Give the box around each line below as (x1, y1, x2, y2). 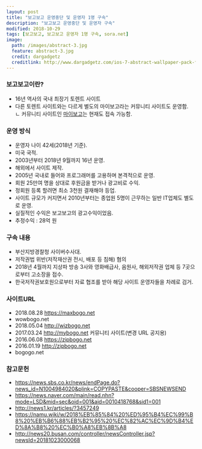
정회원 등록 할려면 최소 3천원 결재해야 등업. (14, 187, 116, 194)
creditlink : (11, 59, 42, 65)
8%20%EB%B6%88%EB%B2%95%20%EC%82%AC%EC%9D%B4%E (14, 417, 194, 424)
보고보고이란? (6, 80, 44, 89)
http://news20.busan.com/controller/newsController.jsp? (14, 430, 155, 437)
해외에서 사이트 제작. (14, 164, 64, 172)
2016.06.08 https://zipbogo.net (14, 336, 92, 343)
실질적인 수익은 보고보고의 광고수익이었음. (14, 209, 114, 217)
